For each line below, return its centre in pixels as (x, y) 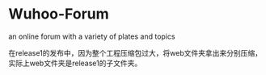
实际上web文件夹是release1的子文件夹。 (75, 63)
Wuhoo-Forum (59, 14)
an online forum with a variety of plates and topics (92, 36)
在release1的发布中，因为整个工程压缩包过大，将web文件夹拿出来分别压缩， (135, 52)
